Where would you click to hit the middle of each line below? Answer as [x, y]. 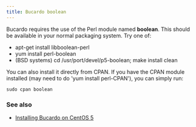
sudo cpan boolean [29, 89]
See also [19, 105]
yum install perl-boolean [46, 54]
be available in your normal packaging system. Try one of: [79, 35]
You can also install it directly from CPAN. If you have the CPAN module [96, 72]
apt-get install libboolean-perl [52, 47]
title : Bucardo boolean [36, 12]
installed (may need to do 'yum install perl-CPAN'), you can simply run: [95, 78]
